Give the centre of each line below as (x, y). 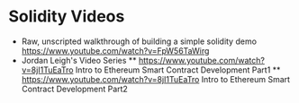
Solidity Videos (67, 17)
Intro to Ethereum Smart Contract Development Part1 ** (178, 70)
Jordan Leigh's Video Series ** (79, 60)
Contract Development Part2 (74, 89)
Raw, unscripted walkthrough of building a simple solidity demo (139, 41)
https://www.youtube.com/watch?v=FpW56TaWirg (115, 50)
